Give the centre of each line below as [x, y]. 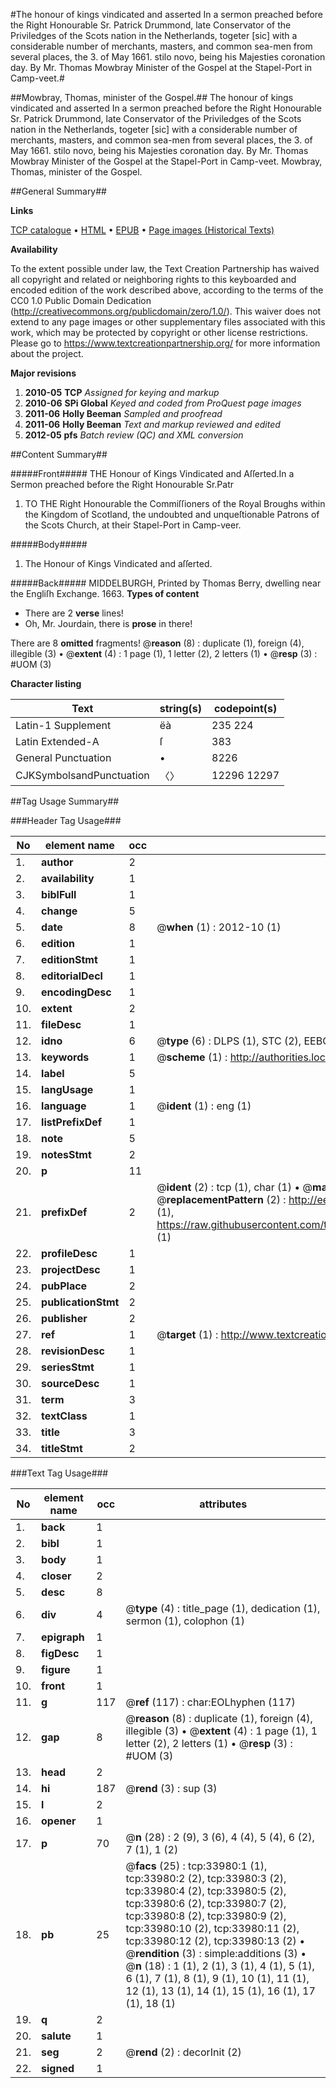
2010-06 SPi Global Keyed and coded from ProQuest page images [163, 403]
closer [56, 1576]
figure [56, 1669]
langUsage [67, 1089]
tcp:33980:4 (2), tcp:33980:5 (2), [206, 1891]
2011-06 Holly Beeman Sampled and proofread [123, 413]
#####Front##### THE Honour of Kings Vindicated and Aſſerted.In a [152, 473]
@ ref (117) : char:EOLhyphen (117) [210, 1702]
